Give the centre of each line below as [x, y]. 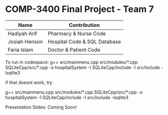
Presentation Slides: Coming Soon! [41, 107]
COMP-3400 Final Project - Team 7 [79, 9]
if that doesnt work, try [29, 82]
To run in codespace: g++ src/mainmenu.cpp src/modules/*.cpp [71, 62]
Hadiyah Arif [23, 33]
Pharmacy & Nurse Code [77, 33]
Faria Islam [21, 49]
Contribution [85, 25]
